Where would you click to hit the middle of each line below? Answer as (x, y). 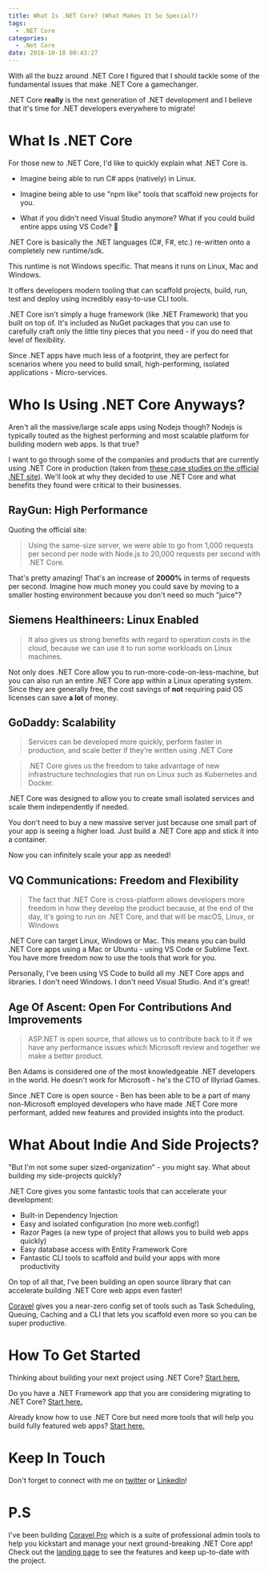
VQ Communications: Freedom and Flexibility (124, 880)
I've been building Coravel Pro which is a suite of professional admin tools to (134, 1535)
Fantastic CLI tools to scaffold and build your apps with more (120, 1258)
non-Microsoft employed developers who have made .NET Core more (123, 1104)
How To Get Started (75, 1355)
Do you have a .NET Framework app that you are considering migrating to (130, 1393)
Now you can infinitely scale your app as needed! (90, 855)
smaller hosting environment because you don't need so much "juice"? (125, 595)
